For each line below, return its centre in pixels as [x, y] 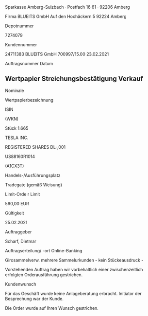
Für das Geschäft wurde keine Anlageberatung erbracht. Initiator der [74, 293]
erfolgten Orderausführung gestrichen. [44, 275]
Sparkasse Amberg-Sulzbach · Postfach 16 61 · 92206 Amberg [67, 7]
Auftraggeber [18, 232]
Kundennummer [21, 45]
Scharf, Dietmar [21, 241]
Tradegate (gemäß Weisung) [33, 185]
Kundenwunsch [21, 284]
